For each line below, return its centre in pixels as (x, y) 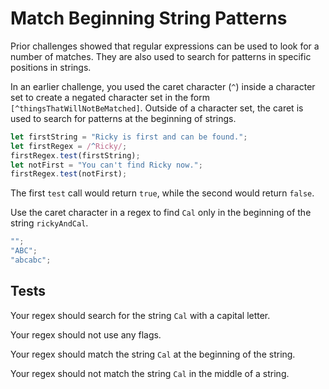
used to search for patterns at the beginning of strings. (123, 118)
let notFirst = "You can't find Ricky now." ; (106, 165)
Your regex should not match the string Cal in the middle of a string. (150, 373)
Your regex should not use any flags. (86, 334)
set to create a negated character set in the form (110, 97)
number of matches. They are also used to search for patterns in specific (161, 56)
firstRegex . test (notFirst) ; (69, 174)
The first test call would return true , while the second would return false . (162, 193)
